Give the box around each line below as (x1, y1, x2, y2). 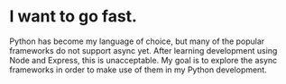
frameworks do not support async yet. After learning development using (9, 45, 278, 55)
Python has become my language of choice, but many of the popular (9, 36, 265, 46)
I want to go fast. (9, 6, 138, 27)
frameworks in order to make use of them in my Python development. (9, 64, 268, 75)
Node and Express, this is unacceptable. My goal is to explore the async (9, 55, 278, 65)
